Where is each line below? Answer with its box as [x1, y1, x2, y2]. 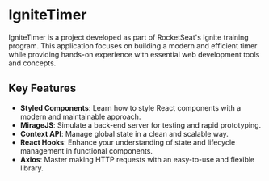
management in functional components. [19, 145, 153, 155]
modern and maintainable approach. [19, 112, 141, 121]
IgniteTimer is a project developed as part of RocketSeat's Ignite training [8, 32, 249, 42]
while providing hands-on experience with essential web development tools [8, 49, 260, 59]
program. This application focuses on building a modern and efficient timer [8, 40, 258, 50]
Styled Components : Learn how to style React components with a [19, 103, 241, 112]
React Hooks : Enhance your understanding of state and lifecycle [19, 137, 236, 147]
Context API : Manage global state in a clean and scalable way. [19, 128, 229, 138]
